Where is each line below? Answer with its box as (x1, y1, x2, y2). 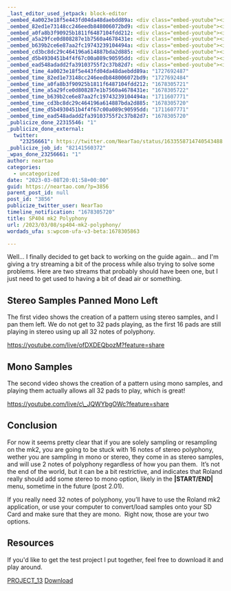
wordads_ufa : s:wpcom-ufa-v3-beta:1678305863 (7, 228, 140, 235)
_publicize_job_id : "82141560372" (7, 145, 107, 152)
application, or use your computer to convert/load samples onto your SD (7, 502, 212, 510)
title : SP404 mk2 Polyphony (7, 215, 88, 222)
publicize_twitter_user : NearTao (7, 203, 103, 209)
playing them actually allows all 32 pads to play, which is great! (7, 386, 186, 395)
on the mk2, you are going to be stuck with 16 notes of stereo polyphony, (7, 445, 214, 453)
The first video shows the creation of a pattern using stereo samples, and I (7, 313, 219, 321)
